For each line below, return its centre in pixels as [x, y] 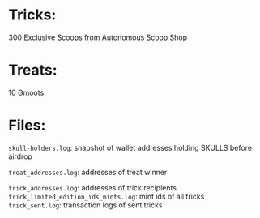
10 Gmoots [26, 92]
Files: [27, 125]
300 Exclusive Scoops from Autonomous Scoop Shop [98, 37]
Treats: [33, 70]
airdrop [20, 156]
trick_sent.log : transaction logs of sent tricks [86, 205]
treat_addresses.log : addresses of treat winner [88, 172]
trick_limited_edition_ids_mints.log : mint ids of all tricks [107, 196]
